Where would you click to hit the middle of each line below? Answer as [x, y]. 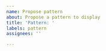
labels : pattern [26, 28]
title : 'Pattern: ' [31, 23]
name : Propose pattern [34, 12]
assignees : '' [24, 34]
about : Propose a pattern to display [53, 17]
